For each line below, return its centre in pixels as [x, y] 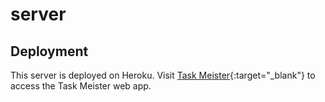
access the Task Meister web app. [81, 86]
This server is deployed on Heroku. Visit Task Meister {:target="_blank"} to [163, 75]
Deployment [49, 51]
